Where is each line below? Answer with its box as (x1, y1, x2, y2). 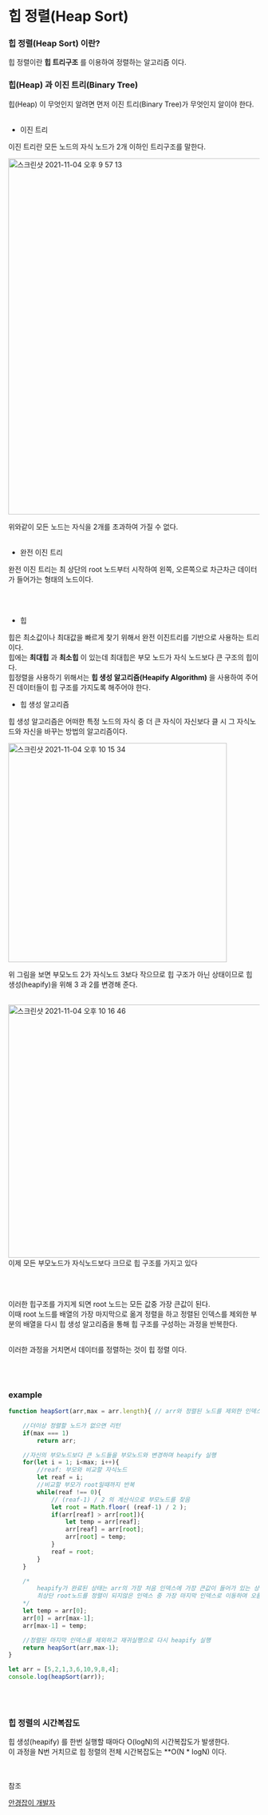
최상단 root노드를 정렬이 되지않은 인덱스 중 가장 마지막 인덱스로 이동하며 (37, 1592, 247, 1601)
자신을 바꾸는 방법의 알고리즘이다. (22, 726, 128, 736)
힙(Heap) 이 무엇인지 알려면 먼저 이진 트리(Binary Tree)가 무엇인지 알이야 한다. (8, 99, 254, 109)
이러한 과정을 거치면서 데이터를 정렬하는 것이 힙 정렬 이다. (8, 1344, 187, 1354)
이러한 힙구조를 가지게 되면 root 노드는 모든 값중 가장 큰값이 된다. (8, 1299, 211, 1308)
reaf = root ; (50, 1548, 94, 1556)
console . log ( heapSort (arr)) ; (8, 1673, 105, 1681)
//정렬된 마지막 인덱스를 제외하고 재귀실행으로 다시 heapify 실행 (22, 1636, 211, 1645)
